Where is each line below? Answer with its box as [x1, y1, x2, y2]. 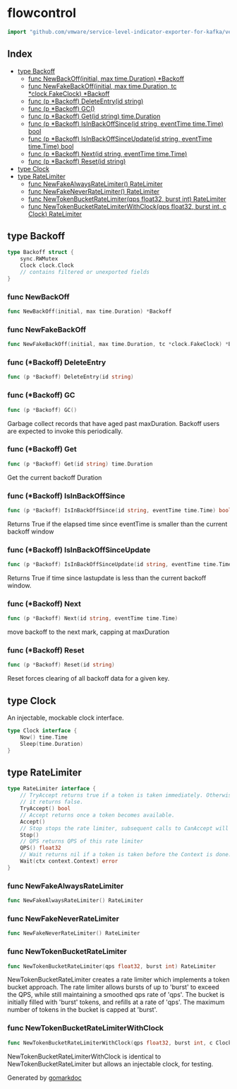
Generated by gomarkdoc [7, 1073, 83, 1082]
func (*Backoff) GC [7, 391, 75, 401]
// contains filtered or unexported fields [20, 269, 150, 276]
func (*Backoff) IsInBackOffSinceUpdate [7, 545, 151, 555]
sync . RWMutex [20, 255, 59, 263]
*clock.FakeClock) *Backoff [28, 89, 110, 98]
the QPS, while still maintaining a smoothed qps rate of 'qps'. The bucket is [7, 991, 225, 999]
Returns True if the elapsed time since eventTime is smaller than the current [7, 519, 228, 528]
